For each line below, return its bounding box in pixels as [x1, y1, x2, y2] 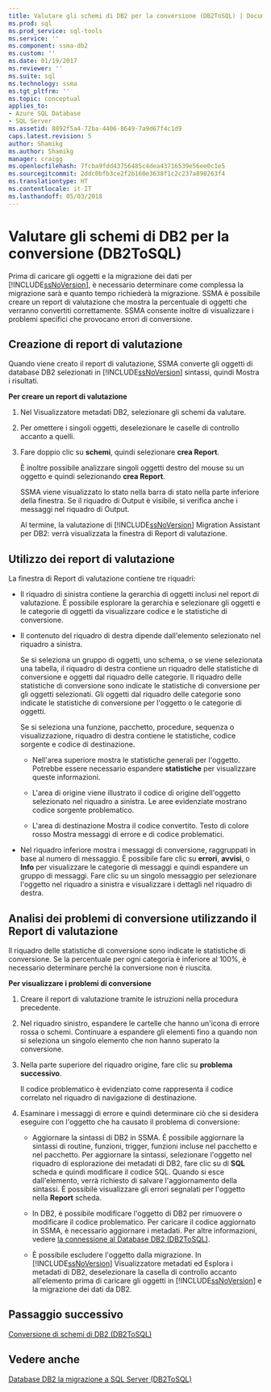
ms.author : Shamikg [8, 147, 74, 155]
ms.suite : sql [8, 72, 56, 80]
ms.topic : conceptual [8, 95, 81, 103]
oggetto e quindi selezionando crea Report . [19, 472, 165, 481]
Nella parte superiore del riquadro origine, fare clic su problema [19, 1060, 233, 1069]
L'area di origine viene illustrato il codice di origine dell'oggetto [31, 788, 241, 798]
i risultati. [8, 376, 39, 386]
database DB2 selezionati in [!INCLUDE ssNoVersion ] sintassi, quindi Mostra [8, 367, 260, 377]
